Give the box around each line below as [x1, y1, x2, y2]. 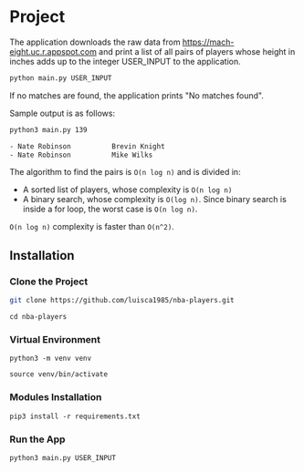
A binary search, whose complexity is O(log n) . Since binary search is [22, 194, 288, 205]
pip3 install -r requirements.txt [9, 412, 142, 421]
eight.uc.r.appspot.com [9, 46, 98, 56]
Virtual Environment [9, 333, 101, 345]
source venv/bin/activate [9, 370, 108, 379]
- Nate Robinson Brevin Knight [9, 141, 166, 151]
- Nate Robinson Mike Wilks [9, 150, 153, 159]
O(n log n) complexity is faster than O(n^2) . [9, 221, 175, 232]
